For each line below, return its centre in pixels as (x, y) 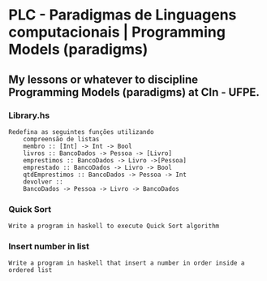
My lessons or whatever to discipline (103, 79)
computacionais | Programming (117, 32)
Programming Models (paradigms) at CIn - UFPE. (134, 92)
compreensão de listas (61, 139)
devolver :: (43, 182)
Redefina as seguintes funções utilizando (81, 132)
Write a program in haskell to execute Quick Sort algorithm (114, 226)
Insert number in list (49, 247)
